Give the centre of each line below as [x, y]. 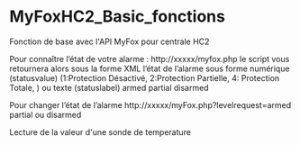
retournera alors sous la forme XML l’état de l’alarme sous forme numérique [150, 68]
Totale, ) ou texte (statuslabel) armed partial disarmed [109, 87]
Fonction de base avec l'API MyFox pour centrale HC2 [109, 41]
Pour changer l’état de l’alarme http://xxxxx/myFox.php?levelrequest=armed [150, 104]
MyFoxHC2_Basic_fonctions [117, 17]
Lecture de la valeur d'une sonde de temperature [100, 131]
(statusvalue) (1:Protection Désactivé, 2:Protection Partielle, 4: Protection [145, 77]
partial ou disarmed [45, 114]
